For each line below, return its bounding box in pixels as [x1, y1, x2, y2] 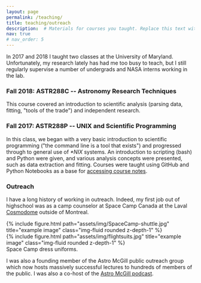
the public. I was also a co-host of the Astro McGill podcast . [6, 270, 154, 277]
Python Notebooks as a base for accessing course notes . [6, 167, 148, 174]
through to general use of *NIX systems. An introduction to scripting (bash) [6, 148, 193, 156]
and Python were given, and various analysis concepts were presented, [6, 154, 182, 162]
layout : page [6, 8, 39, 15]
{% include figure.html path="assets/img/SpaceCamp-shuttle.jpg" [6, 220, 169, 227]
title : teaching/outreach [6, 20, 71, 26]
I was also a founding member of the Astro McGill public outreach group [6, 257, 184, 264]
